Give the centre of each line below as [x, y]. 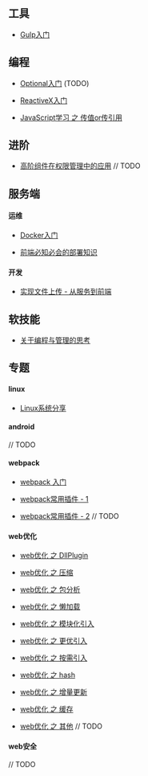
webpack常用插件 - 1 [54, 499]
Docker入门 [39, 236]
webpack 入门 [43, 482]
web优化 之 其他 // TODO [61, 726]
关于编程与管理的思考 [55, 340]
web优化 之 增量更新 [54, 692]
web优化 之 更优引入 [54, 641]
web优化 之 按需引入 [54, 658]
